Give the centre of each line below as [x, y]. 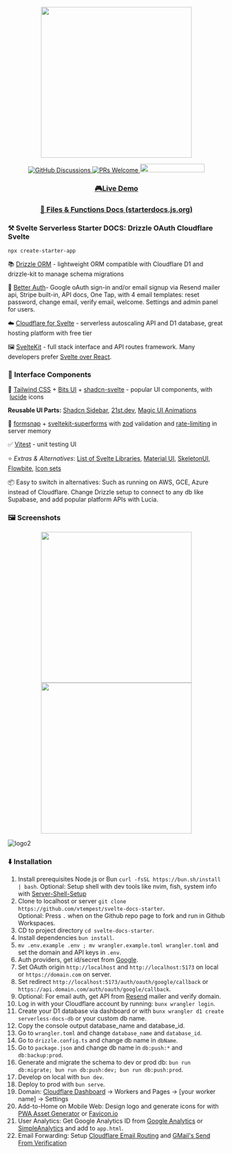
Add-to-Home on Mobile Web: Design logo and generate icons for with [118, 1106]
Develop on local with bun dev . [61, 1077]
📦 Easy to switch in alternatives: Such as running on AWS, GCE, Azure [108, 482]
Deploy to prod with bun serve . [61, 1084]
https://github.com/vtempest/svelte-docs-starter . [91, 909]
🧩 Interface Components [50, 374]
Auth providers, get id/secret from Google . [78, 960]
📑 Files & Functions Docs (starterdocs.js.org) [116, 209]
